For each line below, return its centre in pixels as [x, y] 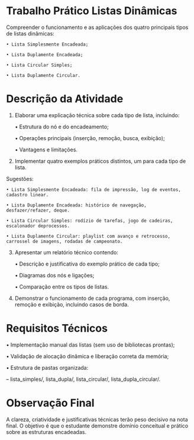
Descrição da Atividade [65, 99]
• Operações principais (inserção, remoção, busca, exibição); [90, 138]
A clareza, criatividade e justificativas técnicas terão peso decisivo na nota [97, 419]
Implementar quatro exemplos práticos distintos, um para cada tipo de [100, 161]
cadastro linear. [28, 195]
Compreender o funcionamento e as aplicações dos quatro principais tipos [97, 27]
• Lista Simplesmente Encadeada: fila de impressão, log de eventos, [94, 190]
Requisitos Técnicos [57, 329]
